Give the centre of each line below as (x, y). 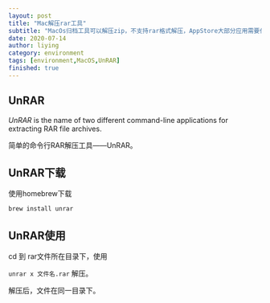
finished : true (34, 68)
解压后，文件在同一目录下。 (54, 291)
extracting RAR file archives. (55, 129)
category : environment (46, 53)
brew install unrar (41, 209)
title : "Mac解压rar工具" (47, 23)
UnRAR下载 (37, 172)
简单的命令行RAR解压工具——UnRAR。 (73, 145)
